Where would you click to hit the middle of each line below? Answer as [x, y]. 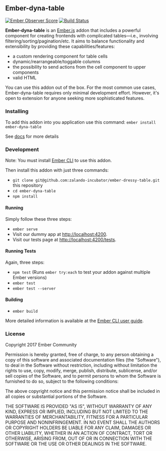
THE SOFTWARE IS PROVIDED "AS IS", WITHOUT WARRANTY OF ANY [79, 407]
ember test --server [34, 288]
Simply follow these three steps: [39, 219]
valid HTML [24, 77]
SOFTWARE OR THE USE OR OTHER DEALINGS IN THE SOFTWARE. [76, 444]
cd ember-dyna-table [34, 191]
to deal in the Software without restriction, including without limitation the [81, 365]
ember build [25, 312]
